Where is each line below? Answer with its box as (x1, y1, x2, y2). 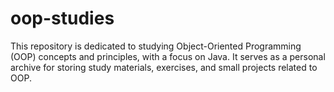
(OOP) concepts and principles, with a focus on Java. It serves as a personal (10, 50, 326, 62)
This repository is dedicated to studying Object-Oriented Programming (10, 40, 302, 52)
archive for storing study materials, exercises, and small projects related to (10, 61, 318, 73)
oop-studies (10, 7, 115, 30)
